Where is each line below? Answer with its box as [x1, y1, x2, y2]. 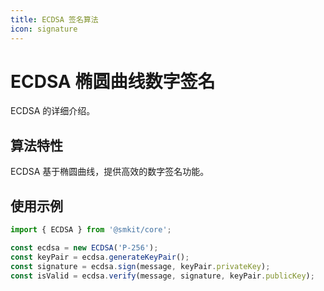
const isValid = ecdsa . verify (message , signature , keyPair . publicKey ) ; [10, 271, 315, 281]
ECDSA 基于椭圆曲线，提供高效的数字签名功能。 [10, 166, 210, 178]
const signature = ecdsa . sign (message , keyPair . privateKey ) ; [10, 261, 271, 271]
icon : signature [10, 24, 78, 34]
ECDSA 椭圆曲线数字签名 [10, 70, 216, 93]
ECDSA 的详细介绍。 [10, 105, 96, 117]
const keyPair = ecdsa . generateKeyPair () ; [10, 252, 190, 262]
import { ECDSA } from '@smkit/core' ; [10, 225, 172, 235]
